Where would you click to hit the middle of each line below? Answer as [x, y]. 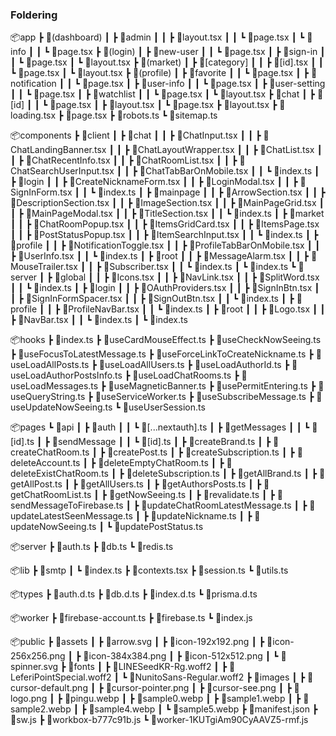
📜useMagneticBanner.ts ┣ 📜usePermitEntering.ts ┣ [212, 386]
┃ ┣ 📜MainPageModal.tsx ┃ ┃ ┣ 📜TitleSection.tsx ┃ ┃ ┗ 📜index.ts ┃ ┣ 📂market [167, 214]
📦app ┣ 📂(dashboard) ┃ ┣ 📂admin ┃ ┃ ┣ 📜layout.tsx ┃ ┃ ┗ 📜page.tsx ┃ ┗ [157, 37]
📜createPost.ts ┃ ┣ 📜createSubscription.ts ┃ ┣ [201, 452]
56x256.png [38, 656]
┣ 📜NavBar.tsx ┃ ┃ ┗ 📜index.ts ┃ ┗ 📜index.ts [99, 320]
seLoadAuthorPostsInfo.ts [66, 375]
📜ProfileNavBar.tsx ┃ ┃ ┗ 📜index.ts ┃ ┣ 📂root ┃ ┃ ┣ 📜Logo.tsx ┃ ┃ [194, 309]
